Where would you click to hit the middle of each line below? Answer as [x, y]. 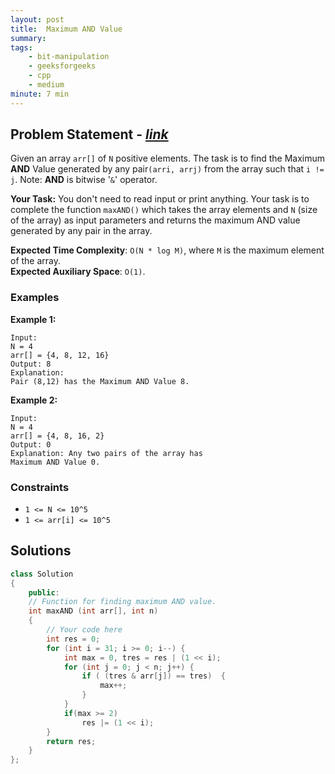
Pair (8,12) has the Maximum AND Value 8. [100, 381]
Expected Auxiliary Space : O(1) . [78, 272]
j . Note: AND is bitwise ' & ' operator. [84, 180]
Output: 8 [31, 364]
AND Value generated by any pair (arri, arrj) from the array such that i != [167, 169]
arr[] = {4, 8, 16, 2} [57, 436]
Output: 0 [31, 444]
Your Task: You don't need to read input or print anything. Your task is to [160, 199]
